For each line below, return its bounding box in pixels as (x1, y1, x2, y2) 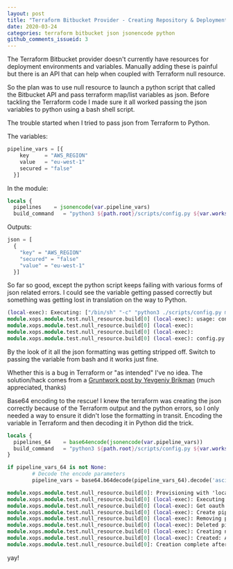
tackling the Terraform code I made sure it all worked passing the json (7, 98, 207, 106)
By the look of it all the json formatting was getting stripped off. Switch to (7, 348, 216, 356)
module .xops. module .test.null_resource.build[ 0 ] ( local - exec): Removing (7, 515, 222, 523)
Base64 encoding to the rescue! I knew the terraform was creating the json (7, 396, 222, 405)
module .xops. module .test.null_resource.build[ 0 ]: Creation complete (7, 541, 209, 548)
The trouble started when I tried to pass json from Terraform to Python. (7, 119, 210, 127)
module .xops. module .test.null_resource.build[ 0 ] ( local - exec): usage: (7, 316, 216, 323)
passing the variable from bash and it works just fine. (7, 355, 159, 363)
